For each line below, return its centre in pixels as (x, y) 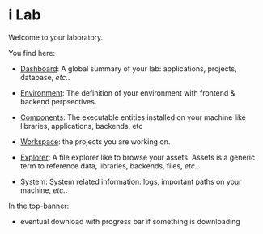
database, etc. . (45, 77)
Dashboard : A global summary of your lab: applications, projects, (128, 68)
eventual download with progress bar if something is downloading (130, 221)
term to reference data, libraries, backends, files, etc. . (110, 166)
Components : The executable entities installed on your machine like (133, 117)
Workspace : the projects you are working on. (95, 141)
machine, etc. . (44, 190)
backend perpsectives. (58, 101)
